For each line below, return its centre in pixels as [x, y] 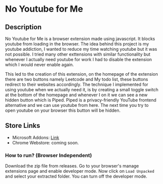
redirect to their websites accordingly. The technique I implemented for [77, 84]
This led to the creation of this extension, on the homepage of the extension [81, 74]
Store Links [23, 126]
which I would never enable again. [40, 65]
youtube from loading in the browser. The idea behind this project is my [77, 44]
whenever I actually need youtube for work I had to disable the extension [79, 59]
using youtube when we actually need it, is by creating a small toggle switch [82, 90]
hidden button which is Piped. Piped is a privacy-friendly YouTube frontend [81, 100]
